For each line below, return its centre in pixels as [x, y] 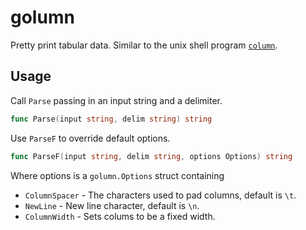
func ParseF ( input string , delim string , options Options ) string [151, 156]
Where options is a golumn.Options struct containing [117, 175]
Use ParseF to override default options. [90, 138]
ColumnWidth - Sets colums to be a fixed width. [120, 216]
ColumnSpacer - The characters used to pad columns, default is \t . [160, 195]
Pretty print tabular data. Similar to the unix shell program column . [144, 45]
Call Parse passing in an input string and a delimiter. [116, 100]
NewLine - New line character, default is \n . [112, 205]
